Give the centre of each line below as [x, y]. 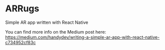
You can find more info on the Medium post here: [56, 32]
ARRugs [22, 9]
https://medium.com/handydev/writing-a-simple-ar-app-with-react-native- [82, 37]
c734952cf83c [20, 42]
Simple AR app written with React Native [47, 22]
